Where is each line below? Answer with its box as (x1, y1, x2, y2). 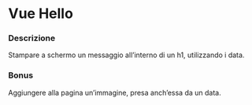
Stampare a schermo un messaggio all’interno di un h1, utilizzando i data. (8, 50, 245, 60)
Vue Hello (8, 5, 73, 23)
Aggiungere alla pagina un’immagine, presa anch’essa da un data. (8, 88, 222, 97)
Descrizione (8, 33, 56, 44)
